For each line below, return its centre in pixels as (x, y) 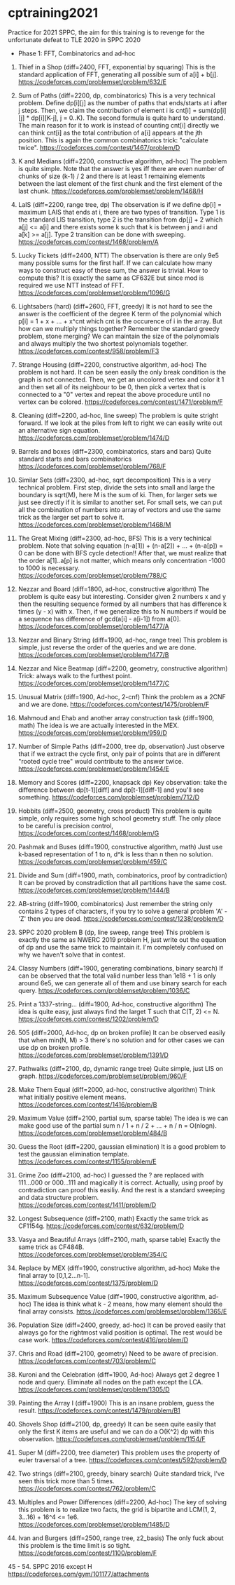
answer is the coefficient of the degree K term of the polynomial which (120, 313)
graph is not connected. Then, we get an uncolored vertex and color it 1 (121, 379)
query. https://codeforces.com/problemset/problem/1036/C (104, 990)
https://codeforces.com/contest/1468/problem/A (88, 242)
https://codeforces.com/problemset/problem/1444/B (94, 890)
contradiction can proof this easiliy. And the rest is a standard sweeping (121, 1189)
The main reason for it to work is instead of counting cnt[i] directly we (119, 125)
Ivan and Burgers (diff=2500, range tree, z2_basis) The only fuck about (121, 1538)
